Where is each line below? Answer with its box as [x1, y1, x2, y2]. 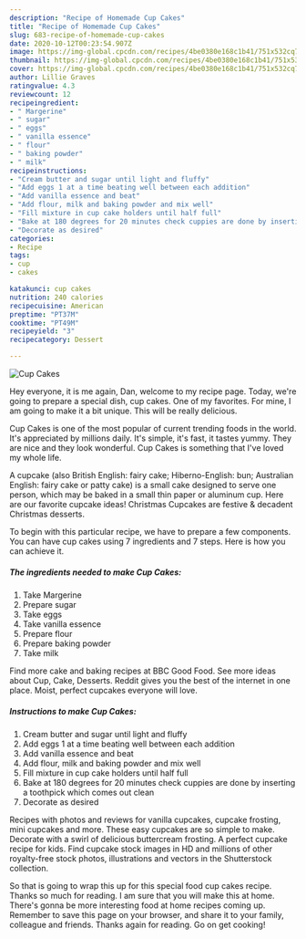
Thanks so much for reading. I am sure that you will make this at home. [9, 890, 275, 901]
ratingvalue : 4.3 [9, 81, 76, 90]
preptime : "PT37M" [9, 309, 79, 319]
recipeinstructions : [9, 166, 88, 175]
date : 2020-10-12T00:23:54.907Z [9, 38, 132, 48]
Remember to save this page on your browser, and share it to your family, [9, 909, 284, 920]
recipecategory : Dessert [9, 335, 104, 345]
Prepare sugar [22, 599, 77, 610]
